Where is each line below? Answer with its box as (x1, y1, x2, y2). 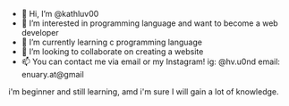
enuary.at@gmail (21, 69, 84, 79)
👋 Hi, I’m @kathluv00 (21, 9, 99, 19)
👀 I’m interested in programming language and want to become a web (21, 18, 278, 29)
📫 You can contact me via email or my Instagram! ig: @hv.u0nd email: (21, 56, 281, 67)
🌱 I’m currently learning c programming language (21, 37, 203, 47)
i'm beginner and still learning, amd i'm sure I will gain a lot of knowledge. (8, 86, 279, 97)
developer (21, 28, 59, 37)
